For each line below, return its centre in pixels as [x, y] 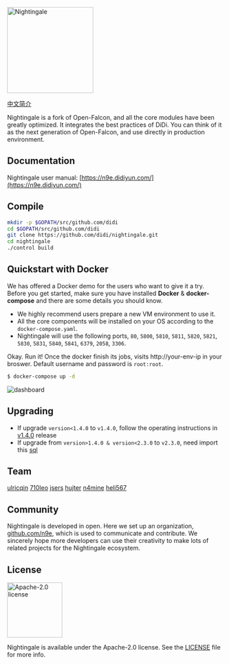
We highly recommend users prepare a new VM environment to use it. [116, 314]
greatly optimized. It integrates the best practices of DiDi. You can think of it [115, 125]
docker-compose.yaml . [47, 328]
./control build [30, 248]
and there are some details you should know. [99, 300]
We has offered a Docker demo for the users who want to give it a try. [106, 286]
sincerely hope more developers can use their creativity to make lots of [108, 541]
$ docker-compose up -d [41, 376]
